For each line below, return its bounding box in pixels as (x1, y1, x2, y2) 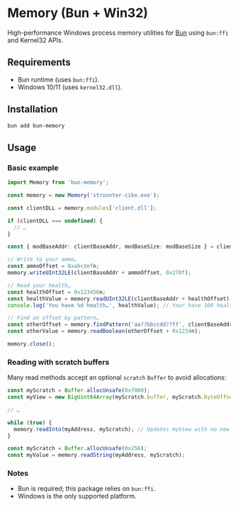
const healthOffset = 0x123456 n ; (7, 288, 106, 295)
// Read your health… (7, 282, 72, 289)
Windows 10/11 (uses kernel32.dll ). (17, 83, 123, 91)
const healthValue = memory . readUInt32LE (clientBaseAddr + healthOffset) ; (7, 295, 233, 302)
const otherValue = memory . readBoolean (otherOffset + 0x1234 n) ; (7, 328, 201, 335)
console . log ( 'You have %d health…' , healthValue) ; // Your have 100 (7, 302, 214, 309)
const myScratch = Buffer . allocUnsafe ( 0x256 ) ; (7, 445, 147, 452)
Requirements (7, 57, 71, 69)
